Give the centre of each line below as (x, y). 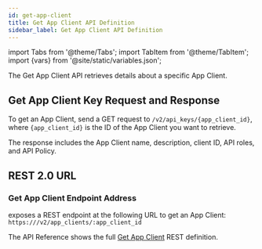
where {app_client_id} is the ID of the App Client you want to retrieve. (122, 128)
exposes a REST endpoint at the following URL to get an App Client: (117, 215)
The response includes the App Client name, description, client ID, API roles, (131, 143)
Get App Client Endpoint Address (73, 198)
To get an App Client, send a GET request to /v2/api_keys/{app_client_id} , (130, 119)
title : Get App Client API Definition (71, 23)
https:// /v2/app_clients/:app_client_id (75, 222)
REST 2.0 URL (42, 176)
